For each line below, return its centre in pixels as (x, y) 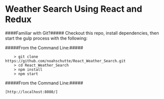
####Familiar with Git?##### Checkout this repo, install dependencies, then (82, 33)
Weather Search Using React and (74, 9)
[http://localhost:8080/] (31, 92)
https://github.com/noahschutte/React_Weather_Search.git (65, 61)
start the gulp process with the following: (46, 38)
